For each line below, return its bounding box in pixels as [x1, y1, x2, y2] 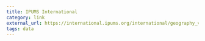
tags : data [6, 25, 34, 32]
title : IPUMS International [6, 8, 78, 15]
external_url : [6, 20, 43, 26]
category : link [6, 14, 45, 20]
